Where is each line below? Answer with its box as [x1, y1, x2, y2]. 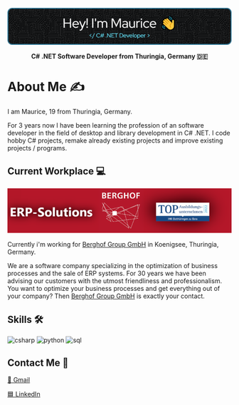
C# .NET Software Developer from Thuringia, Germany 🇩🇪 [31, 51, 208, 61]
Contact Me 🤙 [7, 357, 69, 369]
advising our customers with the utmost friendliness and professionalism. [7, 277, 223, 285]
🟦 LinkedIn [7, 390, 41, 399]
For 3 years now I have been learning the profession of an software [7, 121, 205, 129]
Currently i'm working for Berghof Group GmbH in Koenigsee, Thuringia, [7, 240, 219, 249]
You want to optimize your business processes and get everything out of [7, 284, 221, 293]
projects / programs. [7, 143, 68, 152]
